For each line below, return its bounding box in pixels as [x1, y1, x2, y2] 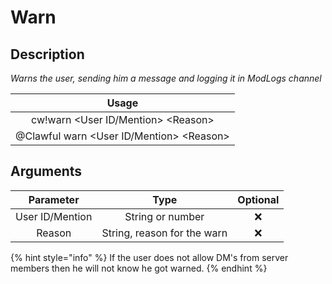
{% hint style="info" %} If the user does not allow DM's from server [10, 251, 289, 263]
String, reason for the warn [101, 226, 228, 240]
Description [10, 46, 85, 63]
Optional [237, 192, 280, 206]
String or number [124, 209, 205, 223]
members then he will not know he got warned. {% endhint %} [10, 262, 268, 274]
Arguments [10, 163, 83, 180]
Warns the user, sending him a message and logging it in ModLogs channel [10, 72, 322, 84]
